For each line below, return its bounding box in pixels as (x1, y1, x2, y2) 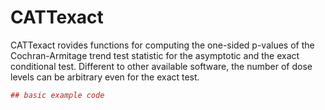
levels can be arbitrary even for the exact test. (10, 71, 200, 83)
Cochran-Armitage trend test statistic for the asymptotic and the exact (10, 49, 300, 61)
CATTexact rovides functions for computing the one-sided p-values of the (10, 39, 315, 51)
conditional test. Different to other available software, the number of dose (10, 60, 313, 72)
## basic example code (10, 90, 105, 100)
